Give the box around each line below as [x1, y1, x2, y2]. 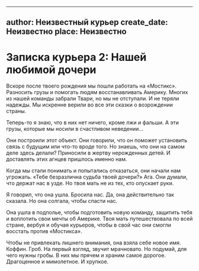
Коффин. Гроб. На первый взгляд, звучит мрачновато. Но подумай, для [6, 246, 187, 253]
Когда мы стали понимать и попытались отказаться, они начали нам [6, 167, 181, 175]
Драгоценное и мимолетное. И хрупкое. [6, 258, 109, 265]
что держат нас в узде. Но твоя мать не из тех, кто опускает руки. [6, 180, 174, 187]
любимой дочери [6, 63, 97, 76]
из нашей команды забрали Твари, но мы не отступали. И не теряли [6, 95, 179, 102]
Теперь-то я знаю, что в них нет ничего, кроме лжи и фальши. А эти [6, 119, 179, 126]
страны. [6, 108, 27, 115]
